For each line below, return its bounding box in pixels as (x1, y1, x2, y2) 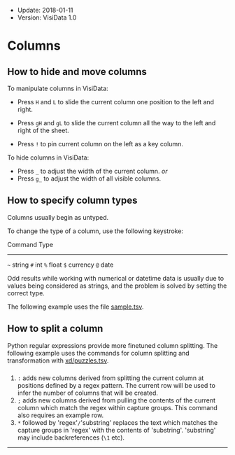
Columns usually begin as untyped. (7, 213, 109, 221)
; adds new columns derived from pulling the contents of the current (17, 395, 215, 405)
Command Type (7, 240, 54, 248)
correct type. (7, 288, 45, 297)
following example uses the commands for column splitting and (7, 349, 190, 357)
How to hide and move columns (7, 66, 147, 78)
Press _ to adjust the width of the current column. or (17, 167, 168, 175)
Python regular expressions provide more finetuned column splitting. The (7, 341, 218, 349)
